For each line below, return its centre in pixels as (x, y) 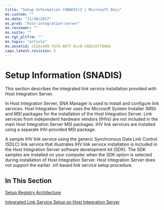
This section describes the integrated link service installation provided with (81, 89)
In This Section (28, 181)
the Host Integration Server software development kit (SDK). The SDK (75, 150)
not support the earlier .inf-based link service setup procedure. (69, 165)
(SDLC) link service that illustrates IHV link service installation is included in (81, 144)
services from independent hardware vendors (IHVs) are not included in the (82, 119)
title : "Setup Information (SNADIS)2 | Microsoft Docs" (63, 10)
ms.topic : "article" (26, 42)
